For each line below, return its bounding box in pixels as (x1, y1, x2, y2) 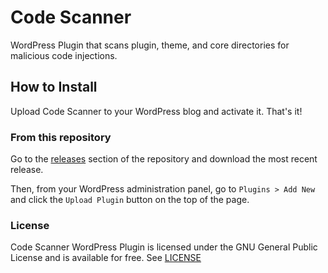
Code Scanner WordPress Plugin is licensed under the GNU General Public (10, 241, 318, 253)
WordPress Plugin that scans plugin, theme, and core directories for (10, 39, 290, 51)
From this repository (10, 130, 112, 144)
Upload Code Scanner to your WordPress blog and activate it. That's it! (10, 105, 303, 117)
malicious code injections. (10, 49, 118, 61)
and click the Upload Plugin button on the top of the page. (10, 194, 250, 206)
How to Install (10, 79, 98, 96)
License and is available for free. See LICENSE (10, 252, 202, 264)
